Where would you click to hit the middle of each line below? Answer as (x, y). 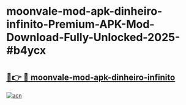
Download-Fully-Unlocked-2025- (93, 37)
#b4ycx (26, 51)
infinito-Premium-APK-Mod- (80, 24)
